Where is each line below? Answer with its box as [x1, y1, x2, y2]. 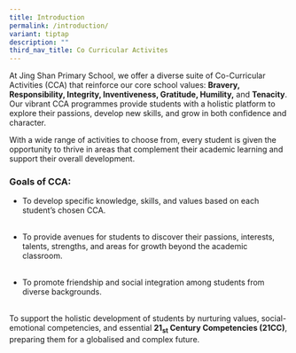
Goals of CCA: [9, 176, 72, 188]
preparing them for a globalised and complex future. [9, 334, 200, 345]
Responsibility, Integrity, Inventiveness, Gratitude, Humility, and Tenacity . [9, 90, 288, 100]
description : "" [9, 37, 69, 47]
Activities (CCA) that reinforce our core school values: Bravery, [9, 80, 240, 90]
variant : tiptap [9, 29, 69, 38]
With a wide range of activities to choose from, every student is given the [9, 135, 277, 145]
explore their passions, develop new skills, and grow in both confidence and [9, 108, 287, 119]
